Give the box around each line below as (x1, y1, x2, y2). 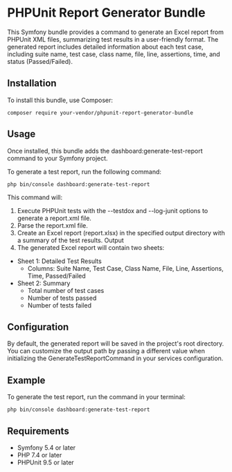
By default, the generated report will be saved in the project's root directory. (7, 339, 224, 348)
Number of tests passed (27, 294, 97, 302)
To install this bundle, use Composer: (7, 96, 113, 104)
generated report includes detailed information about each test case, (7, 42, 204, 51)
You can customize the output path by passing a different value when (7, 347, 206, 355)
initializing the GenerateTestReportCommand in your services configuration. (7, 354, 224, 362)
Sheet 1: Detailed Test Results (17, 257, 102, 265)
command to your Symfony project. (7, 154, 109, 162)
